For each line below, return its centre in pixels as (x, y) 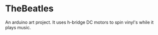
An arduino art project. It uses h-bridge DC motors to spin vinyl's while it (79, 22)
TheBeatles (29, 9)
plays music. (18, 27)
